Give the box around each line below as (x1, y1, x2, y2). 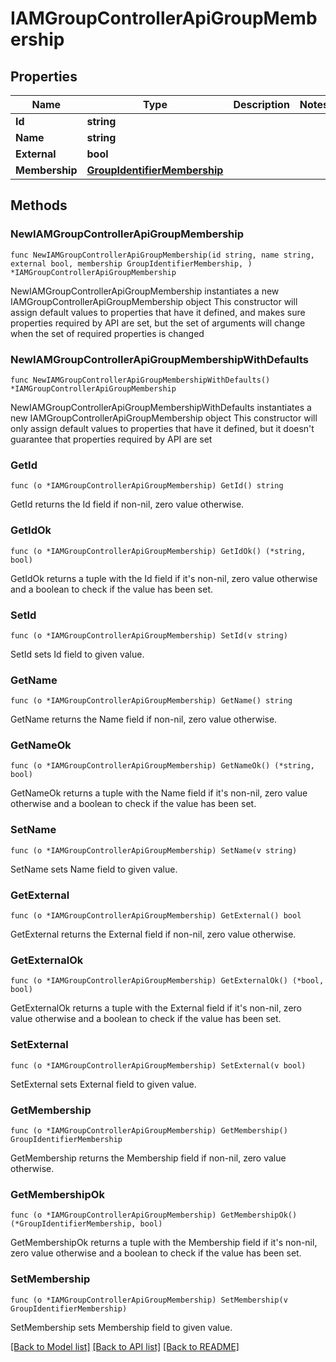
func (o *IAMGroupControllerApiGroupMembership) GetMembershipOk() (10, 1210, 298, 1221)
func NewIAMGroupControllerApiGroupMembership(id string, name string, (10, 250, 315, 260)
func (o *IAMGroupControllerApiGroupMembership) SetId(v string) (10, 630, 288, 641)
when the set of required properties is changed (10, 327, 205, 339)
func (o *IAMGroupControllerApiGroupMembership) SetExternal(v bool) (10, 1060, 307, 1071)
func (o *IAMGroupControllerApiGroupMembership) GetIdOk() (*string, (10, 546, 307, 556)
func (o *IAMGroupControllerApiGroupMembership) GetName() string (10, 696, 293, 706)
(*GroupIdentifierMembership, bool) (10, 1219, 163, 1229)
